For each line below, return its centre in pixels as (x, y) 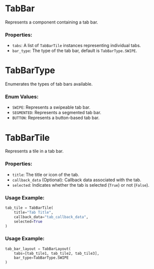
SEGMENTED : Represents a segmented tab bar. (57, 113)
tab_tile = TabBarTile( (29, 208)
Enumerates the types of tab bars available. (49, 84)
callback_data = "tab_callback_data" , (51, 217)
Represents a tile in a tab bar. (34, 151)
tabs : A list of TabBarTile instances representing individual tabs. (77, 46)
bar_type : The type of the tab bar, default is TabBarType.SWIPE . (75, 51)
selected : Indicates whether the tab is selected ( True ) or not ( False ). (81, 185)
